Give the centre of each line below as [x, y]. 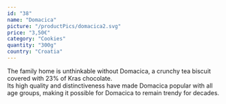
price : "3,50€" [29, 32]
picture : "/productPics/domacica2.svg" [64, 26]
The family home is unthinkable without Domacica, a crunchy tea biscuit [109, 71]
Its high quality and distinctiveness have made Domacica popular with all [110, 86]
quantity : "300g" [32, 45]
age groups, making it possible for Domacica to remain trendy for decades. [113, 92]
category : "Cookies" [37, 39]
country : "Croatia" [35, 52]
